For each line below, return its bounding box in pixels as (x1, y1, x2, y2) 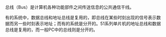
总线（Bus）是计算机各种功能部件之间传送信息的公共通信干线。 (5, 4, 134, 10)
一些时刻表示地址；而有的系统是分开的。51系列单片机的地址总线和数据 (18, 21, 161, 26)
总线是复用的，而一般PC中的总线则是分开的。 (5, 27, 98, 33)
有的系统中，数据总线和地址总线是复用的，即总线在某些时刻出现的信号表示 (5, 15, 157, 20)
